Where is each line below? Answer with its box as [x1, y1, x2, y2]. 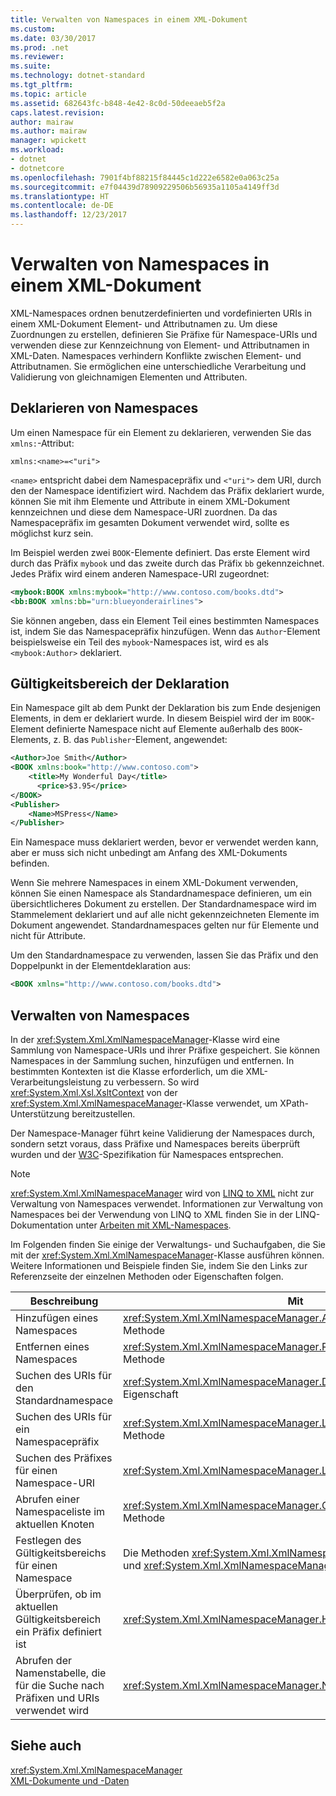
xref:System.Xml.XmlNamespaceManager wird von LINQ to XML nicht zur [10, 1187, 315, 1199]
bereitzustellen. [71, 1108, 136, 1120]
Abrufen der [15, 1654, 72, 1667]
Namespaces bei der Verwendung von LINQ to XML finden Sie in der [10, 1209, 293, 1220]
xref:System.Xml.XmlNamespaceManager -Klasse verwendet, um [10, 1097, 278, 1109]
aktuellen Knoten [15, 1517, 95, 1531]
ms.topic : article [10, 89, 87, 99]
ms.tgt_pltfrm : [10, 80, 74, 90]
